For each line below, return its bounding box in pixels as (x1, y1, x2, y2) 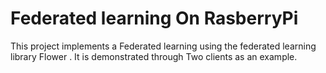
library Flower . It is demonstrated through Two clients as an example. (10, 50, 298, 62)
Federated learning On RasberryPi (10, 7, 299, 30)
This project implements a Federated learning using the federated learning (10, 40, 317, 52)
